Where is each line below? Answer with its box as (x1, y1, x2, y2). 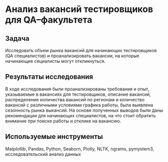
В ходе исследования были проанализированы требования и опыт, (5, 86, 149, 92)
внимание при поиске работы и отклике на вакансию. (5, 118, 121, 124)
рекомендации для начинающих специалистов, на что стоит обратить (5, 112, 156, 118)
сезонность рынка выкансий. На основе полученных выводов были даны (5, 107, 163, 113)
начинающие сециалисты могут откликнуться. (5, 58, 106, 64)
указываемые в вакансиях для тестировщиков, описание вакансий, (5, 91, 151, 97)
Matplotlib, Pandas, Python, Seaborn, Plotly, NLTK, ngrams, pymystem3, (5, 145, 154, 151)
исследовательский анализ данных (5, 151, 81, 157)
